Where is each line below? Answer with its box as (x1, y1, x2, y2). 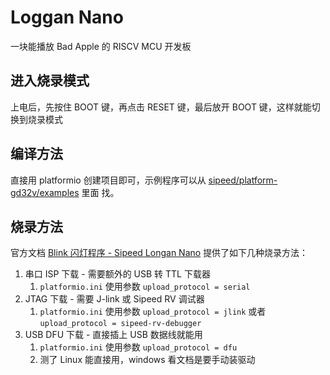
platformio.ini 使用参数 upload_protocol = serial (39, 281, 251, 293)
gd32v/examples (10, 186, 80, 198)
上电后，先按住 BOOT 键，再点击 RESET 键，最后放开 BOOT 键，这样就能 (10, 101, 312, 113)
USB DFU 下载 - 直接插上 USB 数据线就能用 (24, 329, 203, 341)
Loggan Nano (10, 6, 124, 29)
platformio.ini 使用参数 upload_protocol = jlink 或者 (39, 306, 267, 318)
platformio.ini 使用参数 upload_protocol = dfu (39, 341, 238, 353)
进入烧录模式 (10, 72, 90, 90)
